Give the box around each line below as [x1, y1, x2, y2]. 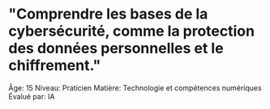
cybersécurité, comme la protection [8, 22, 255, 40]
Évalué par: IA [8, 91, 55, 101]
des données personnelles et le [8, 40, 225, 57]
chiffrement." [8, 57, 101, 75]
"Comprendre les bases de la [8, 5, 208, 23]
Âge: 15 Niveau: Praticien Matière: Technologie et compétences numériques [8, 82, 262, 93]
